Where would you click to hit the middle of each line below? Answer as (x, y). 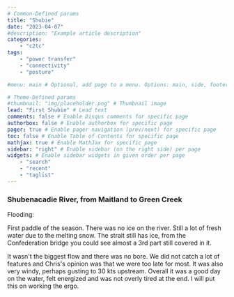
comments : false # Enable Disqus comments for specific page (98, 117)
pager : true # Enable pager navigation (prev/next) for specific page (112, 130)
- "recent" (36, 169)
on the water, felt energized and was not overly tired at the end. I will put (111, 279)
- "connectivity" (45, 66)
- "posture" (37, 72)
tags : (15, 53)
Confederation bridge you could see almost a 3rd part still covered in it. (109, 243)
